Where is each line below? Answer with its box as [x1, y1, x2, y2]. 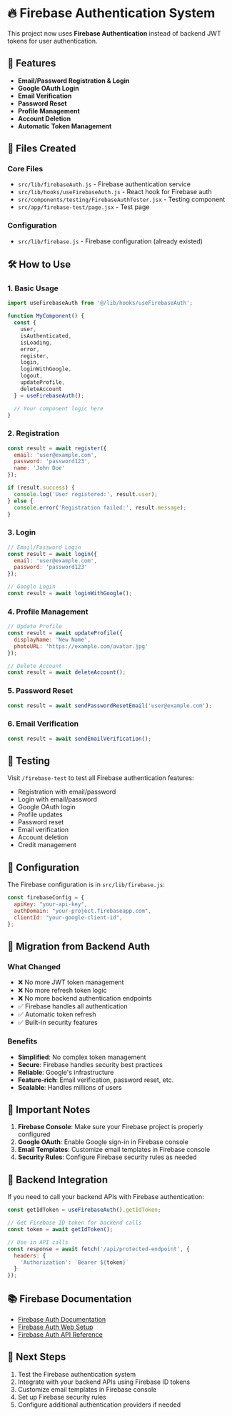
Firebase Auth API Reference [17, 1330, 104, 1339]
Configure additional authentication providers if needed [17, 1400, 181, 1409]
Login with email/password [17, 795, 98, 804]
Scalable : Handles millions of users [17, 1083, 123, 1091]
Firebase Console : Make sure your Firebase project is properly [17, 1123, 203, 1131]
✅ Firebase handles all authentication [17, 1002, 128, 1011]
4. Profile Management [7, 607, 89, 617]
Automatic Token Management [17, 121, 112, 130]
